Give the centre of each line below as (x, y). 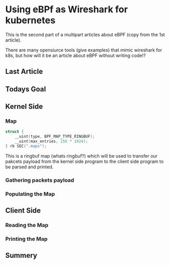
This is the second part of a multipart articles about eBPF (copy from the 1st (85, 34)
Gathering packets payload (40, 180)
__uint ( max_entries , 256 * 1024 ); (51, 141)
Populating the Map (30, 194)
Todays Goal (26, 89)
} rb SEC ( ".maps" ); (26, 146)
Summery (21, 255)
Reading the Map (27, 225)
